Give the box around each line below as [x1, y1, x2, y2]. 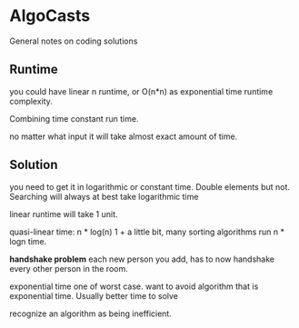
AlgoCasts [9, 5, 91, 26]
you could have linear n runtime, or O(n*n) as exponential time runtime [9, 85, 274, 96]
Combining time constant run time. [9, 113, 139, 124]
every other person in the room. [9, 263, 129, 273]
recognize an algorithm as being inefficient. [9, 308, 173, 319]
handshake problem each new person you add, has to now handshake [9, 253, 275, 264]
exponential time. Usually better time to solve [9, 290, 179, 301]
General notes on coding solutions [9, 35, 138, 46]
